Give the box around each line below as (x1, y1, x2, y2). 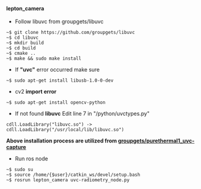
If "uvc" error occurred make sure (14, 66, 100, 73)
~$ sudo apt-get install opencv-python (6, 100, 106, 106)
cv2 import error (14, 88, 57, 95)
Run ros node (14, 155, 48, 162)
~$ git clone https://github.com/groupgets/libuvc (6, 30, 135, 36)
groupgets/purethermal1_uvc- (117, 137, 195, 144)
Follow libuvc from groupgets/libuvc (14, 18, 103, 25)
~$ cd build (6, 45, 36, 51)
